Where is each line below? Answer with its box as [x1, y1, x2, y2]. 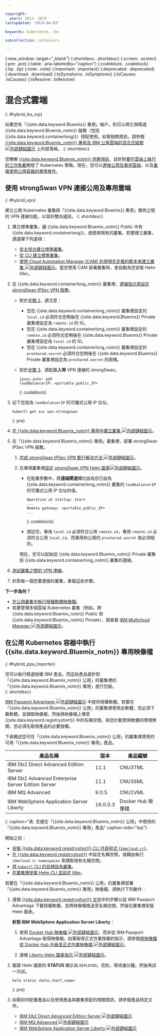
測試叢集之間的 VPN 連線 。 [12, 567, 66, 573]
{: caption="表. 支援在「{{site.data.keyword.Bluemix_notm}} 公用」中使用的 [5, 818, 156, 824]
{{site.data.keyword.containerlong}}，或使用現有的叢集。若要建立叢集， [12, 230, 156, 235]
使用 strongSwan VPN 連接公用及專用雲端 [5, 184, 131, 192]
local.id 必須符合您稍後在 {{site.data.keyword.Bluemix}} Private [26, 314, 156, 320]
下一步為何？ [5, 588, 31, 594]
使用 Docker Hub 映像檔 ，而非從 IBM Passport [19, 929, 144, 935]
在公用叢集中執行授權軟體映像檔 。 [12, 598, 81, 604]
